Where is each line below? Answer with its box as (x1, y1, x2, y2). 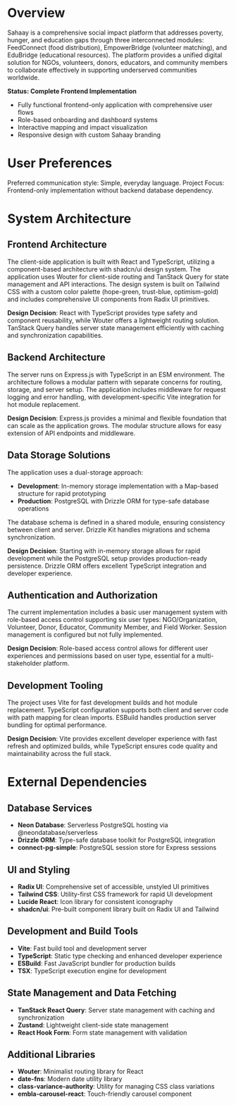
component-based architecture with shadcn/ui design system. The (7, 264, 201, 273)
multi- (197, 652, 214, 660)
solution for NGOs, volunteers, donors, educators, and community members (7, 58, 228, 66)
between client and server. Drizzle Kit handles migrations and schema (7, 525, 210, 534)
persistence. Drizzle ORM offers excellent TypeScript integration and (7, 561, 206, 570)
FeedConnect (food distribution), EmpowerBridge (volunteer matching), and (7, 43, 228, 51)
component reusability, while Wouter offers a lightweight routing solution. (7, 316, 221, 324)
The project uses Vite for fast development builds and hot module (7, 698, 198, 707)
